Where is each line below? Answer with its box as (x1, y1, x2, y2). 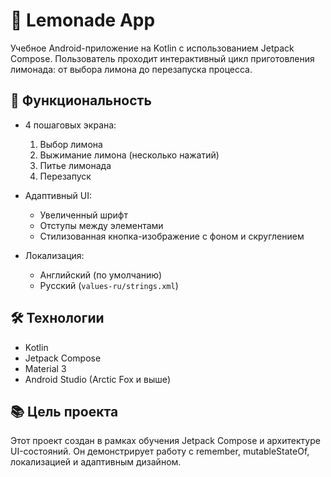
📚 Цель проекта (10, 403, 119, 420)
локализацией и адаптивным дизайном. (10, 456, 182, 468)
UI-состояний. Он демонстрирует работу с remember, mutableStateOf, (10, 445, 310, 458)
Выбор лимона (39, 138, 103, 150)
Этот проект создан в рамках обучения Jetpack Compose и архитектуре (10, 435, 321, 447)
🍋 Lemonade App (10, 9, 156, 32)
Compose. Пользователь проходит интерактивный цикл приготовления (10, 52, 315, 64)
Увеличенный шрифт (39, 209, 128, 221)
